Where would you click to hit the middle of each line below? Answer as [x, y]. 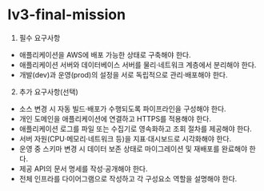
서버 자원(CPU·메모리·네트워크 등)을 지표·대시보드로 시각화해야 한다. [125, 138]
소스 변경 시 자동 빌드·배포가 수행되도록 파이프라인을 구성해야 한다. [122, 109]
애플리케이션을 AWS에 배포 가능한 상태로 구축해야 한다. [105, 54]
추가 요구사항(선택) [48, 92]
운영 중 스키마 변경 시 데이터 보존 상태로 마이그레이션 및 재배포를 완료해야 [133, 149]
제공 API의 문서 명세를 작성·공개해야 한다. [83, 169]
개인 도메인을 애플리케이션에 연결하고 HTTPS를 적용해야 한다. [115, 118]
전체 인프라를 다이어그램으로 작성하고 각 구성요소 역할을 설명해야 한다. [128, 178]
